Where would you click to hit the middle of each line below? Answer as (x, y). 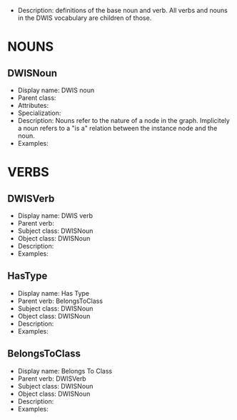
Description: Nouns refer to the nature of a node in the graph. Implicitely (123, 120)
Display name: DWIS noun (56, 90)
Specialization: (39, 113)
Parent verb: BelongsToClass (60, 301)
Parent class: (37, 98)
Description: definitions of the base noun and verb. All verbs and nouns (123, 10)
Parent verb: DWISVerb (52, 379)
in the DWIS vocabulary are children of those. (85, 18)
